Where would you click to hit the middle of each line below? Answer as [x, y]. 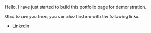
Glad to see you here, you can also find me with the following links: [73, 16]
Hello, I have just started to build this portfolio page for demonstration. [76, 7]
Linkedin [21, 26]
